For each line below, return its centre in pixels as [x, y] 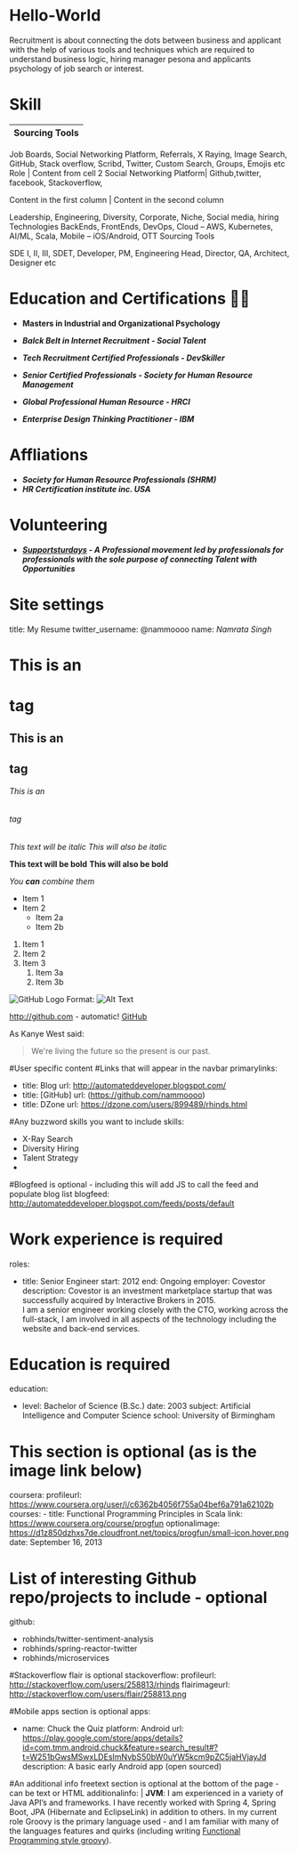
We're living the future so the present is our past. [121, 1050]
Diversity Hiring [51, 1148]
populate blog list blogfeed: [59, 1194]
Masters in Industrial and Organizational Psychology [121, 323]
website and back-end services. [81, 1328]
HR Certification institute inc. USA [86, 489]
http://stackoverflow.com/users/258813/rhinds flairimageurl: [120, 1685]
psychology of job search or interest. [77, 69]
